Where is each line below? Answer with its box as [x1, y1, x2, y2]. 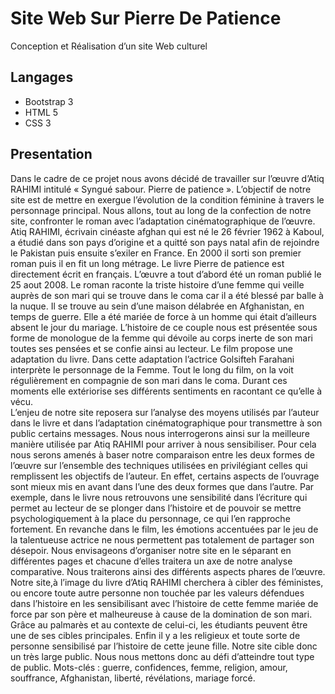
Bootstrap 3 [24, 95, 74, 107]
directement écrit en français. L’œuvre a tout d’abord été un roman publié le [10, 268, 322, 280]
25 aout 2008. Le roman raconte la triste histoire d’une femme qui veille [10, 278, 305, 291]
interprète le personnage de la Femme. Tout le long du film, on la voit [10, 363, 294, 376]
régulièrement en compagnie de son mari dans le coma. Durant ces [10, 374, 288, 386]
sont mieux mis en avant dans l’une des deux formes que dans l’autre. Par [10, 480, 315, 492]
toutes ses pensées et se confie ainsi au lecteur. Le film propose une [10, 342, 293, 354]
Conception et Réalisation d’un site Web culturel [10, 40, 208, 52]
